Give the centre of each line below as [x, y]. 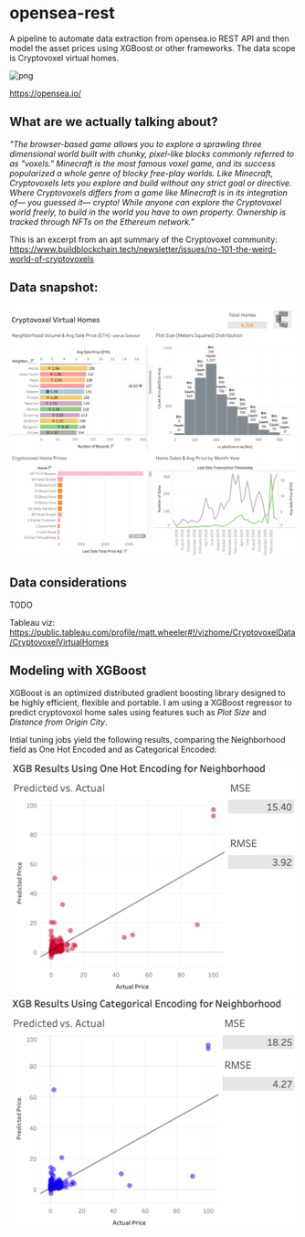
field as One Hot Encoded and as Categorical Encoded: [113, 749]
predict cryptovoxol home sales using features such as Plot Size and [138, 712]
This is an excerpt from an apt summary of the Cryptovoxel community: [144, 239]
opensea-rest [63, 13]
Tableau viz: [32, 622]
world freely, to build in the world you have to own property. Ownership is [147, 212]
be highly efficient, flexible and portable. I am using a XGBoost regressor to [151, 703]
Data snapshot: [54, 287]
